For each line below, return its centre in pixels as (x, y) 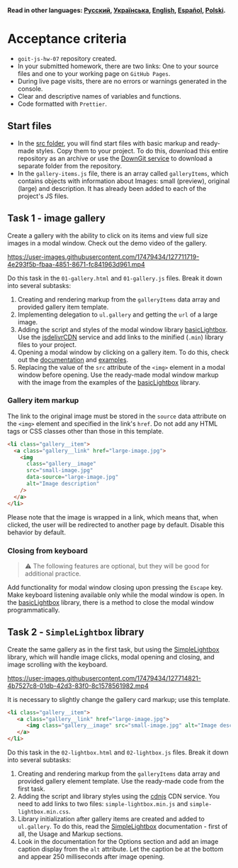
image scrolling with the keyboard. (58, 664)
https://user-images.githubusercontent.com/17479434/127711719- (103, 257)
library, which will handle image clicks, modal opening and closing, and (111, 657)
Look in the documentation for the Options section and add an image (118, 842)
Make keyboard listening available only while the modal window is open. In (116, 595)
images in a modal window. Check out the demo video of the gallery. (107, 243)
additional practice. (53, 573)
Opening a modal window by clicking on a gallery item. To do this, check (123, 352)
